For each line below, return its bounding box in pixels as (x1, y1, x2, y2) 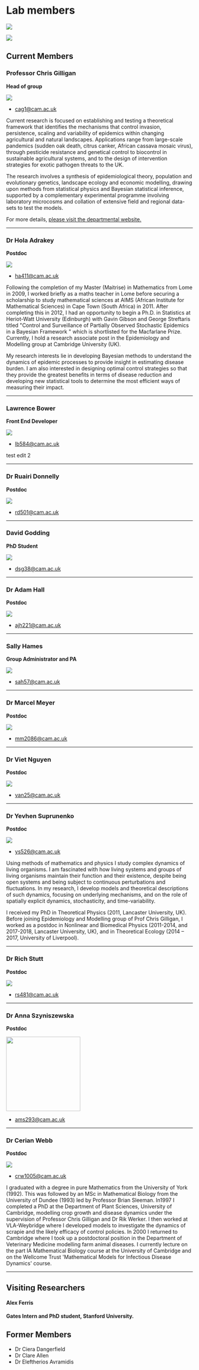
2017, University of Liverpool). (6, 934, 79, 941)
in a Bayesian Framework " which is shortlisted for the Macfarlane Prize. (6, 328, 182, 335)
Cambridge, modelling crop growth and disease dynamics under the (6, 1209, 173, 1217)
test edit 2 (6, 452, 31, 459)
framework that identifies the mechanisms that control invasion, (6, 123, 162, 130)
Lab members (6, 4, 75, 17)
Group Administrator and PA (6, 655, 77, 663)
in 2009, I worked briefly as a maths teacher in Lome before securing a (6, 290, 179, 297)
